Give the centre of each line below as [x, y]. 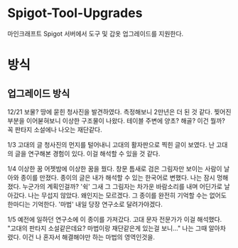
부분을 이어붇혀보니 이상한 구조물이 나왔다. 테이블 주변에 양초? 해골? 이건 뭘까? [116, 120]
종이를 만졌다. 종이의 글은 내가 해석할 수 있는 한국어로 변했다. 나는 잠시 [118, 177]
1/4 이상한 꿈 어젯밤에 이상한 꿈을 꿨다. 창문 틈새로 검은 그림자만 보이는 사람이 [115, 168]
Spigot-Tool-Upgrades [75, 13]
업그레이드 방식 [39, 93]
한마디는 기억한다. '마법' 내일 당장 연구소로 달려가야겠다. [85, 204]
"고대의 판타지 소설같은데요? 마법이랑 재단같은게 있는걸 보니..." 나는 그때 [107, 228]
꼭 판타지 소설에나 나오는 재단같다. [55, 129]
